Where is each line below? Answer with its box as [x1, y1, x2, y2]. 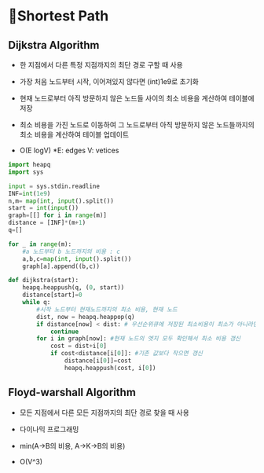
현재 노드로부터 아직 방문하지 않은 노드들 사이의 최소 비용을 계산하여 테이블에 [19, 93, 255, 103]
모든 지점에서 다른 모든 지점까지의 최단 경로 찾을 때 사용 [19, 408, 190, 417]
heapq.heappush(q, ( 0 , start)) [22, 284, 125, 291]
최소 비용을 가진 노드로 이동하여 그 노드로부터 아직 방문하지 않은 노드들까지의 [19, 120, 255, 129]
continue [49, 328, 79, 335]
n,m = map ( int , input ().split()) [8, 196, 114, 205]
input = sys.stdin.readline [8, 182, 101, 190]
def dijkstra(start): [8, 277, 79, 284]
